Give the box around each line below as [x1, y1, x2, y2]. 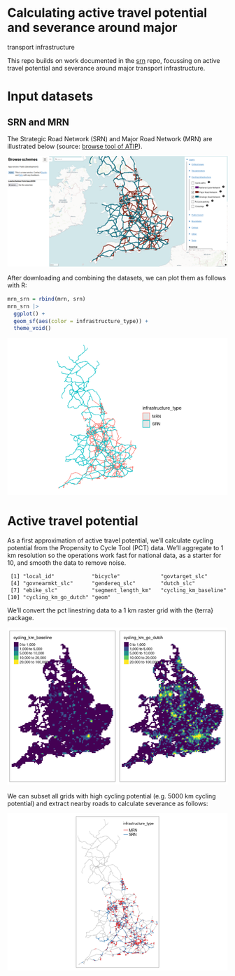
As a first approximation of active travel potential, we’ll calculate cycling [7, 536, 213, 545]
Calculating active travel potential [7, 5, 208, 21]
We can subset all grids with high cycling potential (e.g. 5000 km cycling [7, 792, 216, 801]
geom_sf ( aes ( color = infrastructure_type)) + [13, 317, 149, 324]
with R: [7, 281, 27, 289]
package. [7, 614, 34, 622]
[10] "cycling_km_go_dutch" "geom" [7, 594, 111, 601]
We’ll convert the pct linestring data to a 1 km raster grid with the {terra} [7, 606, 214, 615]
